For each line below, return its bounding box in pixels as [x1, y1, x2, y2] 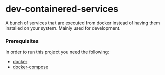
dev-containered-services [5, 3, 119, 15]
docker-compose [12, 64, 49, 70]
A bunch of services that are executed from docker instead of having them [5, 20, 160, 26]
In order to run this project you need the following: [5, 49, 109, 55]
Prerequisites [5, 37, 39, 44]
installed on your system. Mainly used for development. [5, 25, 121, 31]
